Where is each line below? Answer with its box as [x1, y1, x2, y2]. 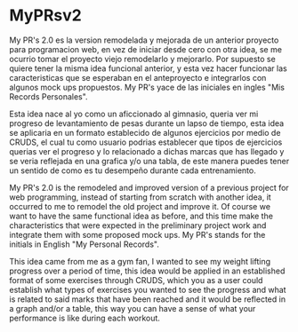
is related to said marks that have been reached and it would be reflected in [9, 294, 286, 304]
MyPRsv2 [9, 5, 82, 26]
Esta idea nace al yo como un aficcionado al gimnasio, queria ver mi [9, 108, 259, 119]
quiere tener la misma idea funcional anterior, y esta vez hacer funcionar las [9, 63, 287, 74]
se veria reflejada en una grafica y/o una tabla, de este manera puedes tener [9, 155, 290, 166]
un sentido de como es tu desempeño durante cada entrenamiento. [9, 165, 256, 176]
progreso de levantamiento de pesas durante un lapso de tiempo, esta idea [9, 117, 285, 129]
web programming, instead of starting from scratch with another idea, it [9, 192, 271, 202]
